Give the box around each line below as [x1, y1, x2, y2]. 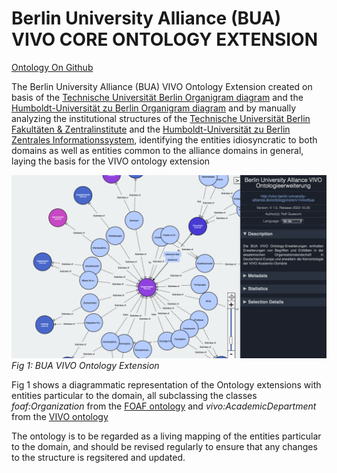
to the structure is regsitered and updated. [11, 452, 186, 464]
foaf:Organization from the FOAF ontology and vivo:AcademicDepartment [11, 400, 317, 412]
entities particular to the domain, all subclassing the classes [11, 390, 258, 402]
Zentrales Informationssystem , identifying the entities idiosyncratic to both [11, 133, 318, 146]
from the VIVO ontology [11, 411, 109, 423]
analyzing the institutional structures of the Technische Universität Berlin [11, 112, 311, 124]
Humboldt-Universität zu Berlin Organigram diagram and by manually [11, 102, 297, 114]
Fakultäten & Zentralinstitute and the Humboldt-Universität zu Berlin [11, 123, 291, 135]
